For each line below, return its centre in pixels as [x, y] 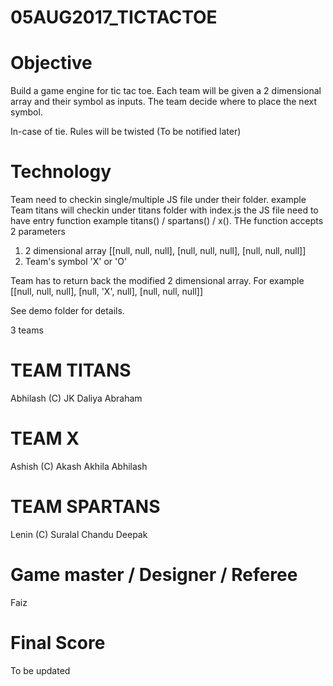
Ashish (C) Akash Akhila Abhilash [79, 466]
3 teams [27, 330]
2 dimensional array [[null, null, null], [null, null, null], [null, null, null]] [165, 251]
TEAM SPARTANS [85, 507]
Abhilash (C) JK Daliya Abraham [76, 398]
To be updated [40, 670]
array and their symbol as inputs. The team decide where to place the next [163, 102]
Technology [61, 172]
